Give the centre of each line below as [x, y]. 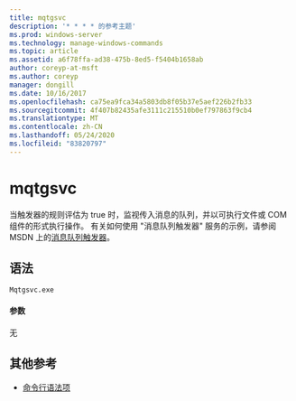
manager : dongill [42, 85]
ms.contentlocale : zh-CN [56, 127]
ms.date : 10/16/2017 [48, 93]
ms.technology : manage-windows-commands [87, 43]
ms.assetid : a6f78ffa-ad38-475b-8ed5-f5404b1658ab [106, 60]
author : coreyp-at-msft [54, 69]
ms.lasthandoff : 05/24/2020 [62, 135]
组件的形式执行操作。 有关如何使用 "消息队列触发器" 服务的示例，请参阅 [143, 226]
